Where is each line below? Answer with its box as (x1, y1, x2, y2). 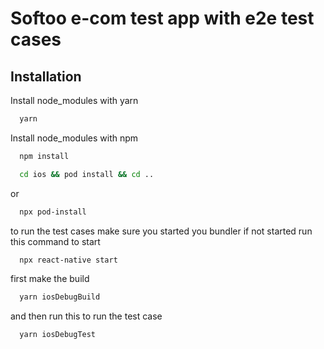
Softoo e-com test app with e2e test (10, 7, 315, 30)
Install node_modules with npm (10, 132, 139, 144)
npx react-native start (19, 255, 118, 265)
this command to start (10, 235, 101, 247)
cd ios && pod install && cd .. (19, 169, 155, 179)
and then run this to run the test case (10, 310, 163, 322)
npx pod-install (19, 207, 87, 217)
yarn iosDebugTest (19, 330, 97, 340)
